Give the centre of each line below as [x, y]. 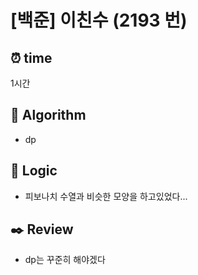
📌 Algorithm [48, 115]
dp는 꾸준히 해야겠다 [65, 260]
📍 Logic [34, 171]
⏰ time [31, 57]
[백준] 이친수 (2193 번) [99, 20]
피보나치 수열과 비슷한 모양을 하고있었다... [106, 196]
